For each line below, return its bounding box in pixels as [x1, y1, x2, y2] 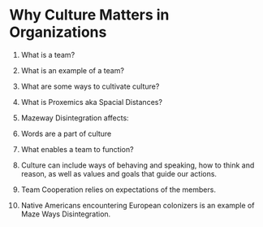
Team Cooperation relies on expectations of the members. [20, 185, 216, 194]
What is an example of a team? [20, 65, 125, 75]
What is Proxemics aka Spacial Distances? [20, 97, 163, 107]
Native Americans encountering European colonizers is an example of [20, 200, 255, 210]
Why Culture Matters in [9, 6, 170, 24]
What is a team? [20, 50, 75, 59]
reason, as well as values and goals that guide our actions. [20, 168, 218, 178]
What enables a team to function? [20, 144, 134, 154]
